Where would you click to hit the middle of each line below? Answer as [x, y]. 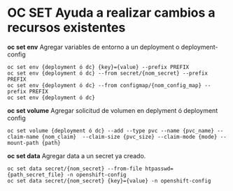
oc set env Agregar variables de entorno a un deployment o [93, 47]
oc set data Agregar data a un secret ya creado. [77, 155]
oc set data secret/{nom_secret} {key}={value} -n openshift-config [109, 181]
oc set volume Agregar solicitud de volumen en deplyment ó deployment [113, 110]
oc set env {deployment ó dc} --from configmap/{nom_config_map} [104, 85]
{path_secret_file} [36, 175]
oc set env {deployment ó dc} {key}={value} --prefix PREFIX [98, 67]
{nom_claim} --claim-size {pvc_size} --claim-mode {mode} [129, 137]
